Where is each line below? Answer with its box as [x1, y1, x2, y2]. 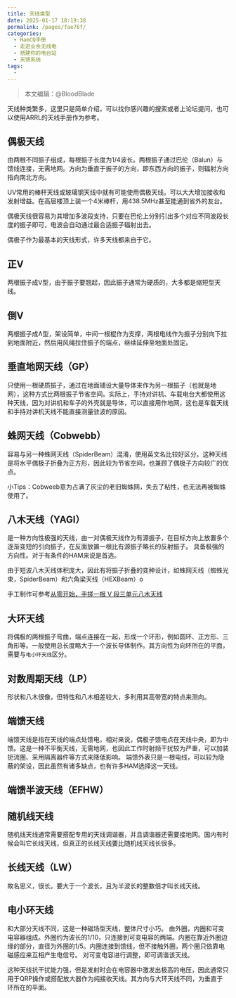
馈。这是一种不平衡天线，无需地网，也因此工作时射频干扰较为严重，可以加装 [7, 743, 229, 753]
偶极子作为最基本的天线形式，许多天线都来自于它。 [7, 236, 155, 244]
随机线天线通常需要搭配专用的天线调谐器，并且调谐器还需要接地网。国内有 [7, 831, 223, 839]
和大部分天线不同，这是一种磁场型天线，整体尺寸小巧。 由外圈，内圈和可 [7, 924, 218, 933]
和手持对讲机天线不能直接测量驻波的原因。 [7, 407, 131, 416]
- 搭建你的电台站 [13, 50, 57, 57]
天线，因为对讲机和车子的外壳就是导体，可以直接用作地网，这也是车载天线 [13, 398, 229, 407]
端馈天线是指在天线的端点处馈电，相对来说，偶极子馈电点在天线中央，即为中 [7, 735, 229, 743]
